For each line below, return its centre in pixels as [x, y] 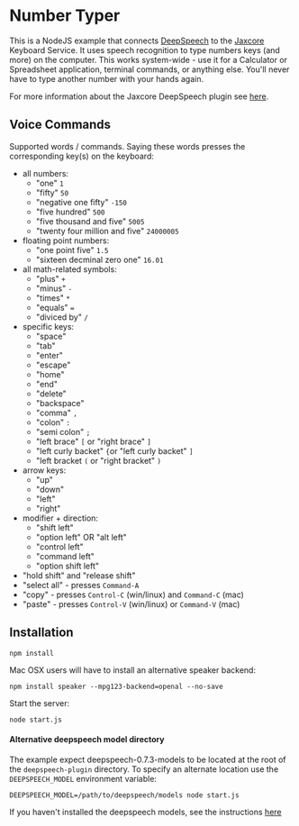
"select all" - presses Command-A [81, 585]
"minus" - [54, 288]
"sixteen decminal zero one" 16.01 [100, 259]
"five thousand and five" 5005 [90, 221]
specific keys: [48, 326]
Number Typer [65, 16]
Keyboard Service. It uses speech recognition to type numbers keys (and [145, 50]
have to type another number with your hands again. [107, 78]
